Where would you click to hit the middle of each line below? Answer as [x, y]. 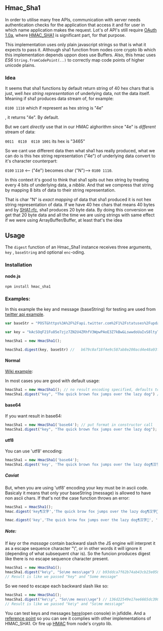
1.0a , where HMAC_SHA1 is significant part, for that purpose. [65, 35]
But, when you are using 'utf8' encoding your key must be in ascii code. [77, 487]
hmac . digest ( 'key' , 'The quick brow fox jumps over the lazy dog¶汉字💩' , [79, 520]
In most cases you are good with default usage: [53, 381]
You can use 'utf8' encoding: [34, 451]
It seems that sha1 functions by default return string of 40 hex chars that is [80, 88]
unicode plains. [20, 65]
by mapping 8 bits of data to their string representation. [60, 190]
